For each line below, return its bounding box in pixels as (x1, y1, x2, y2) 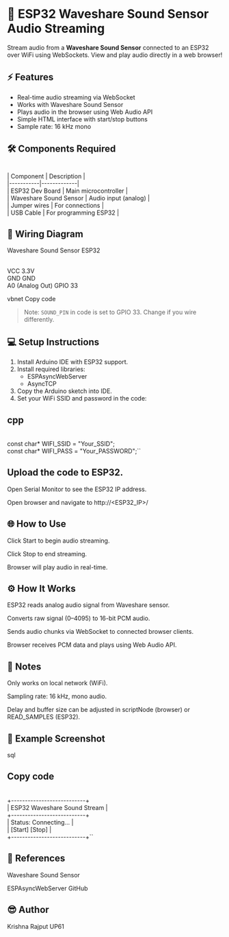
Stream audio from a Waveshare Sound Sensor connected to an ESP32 (7, 43, 210, 51)
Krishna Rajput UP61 (7, 922, 65, 930)
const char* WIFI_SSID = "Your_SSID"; (7, 440, 115, 448)
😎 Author (7, 904, 49, 916)
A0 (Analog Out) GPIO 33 (7, 281, 79, 290)
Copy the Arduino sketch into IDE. (16, 387, 113, 395)
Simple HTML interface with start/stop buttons (16, 115, 148, 123)
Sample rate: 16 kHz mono (16, 122, 92, 130)
